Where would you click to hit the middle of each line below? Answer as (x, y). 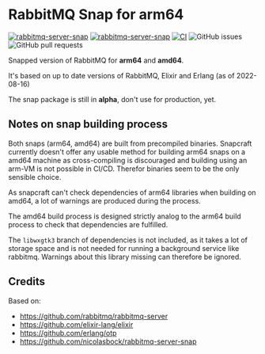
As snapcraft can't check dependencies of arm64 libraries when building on (132, 192)
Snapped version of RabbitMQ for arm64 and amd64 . (96, 60)
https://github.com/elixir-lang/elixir (76, 324)
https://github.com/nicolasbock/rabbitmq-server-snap (108, 341)
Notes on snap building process (88, 124)
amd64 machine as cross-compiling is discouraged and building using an (128, 160)
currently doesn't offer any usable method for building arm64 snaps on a (127, 151)
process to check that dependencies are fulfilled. (88, 224)
